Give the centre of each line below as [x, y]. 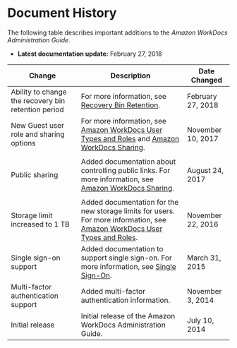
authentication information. [126, 300]
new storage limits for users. [128, 211]
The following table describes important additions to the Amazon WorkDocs [117, 32]
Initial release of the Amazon [128, 316]
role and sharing [38, 134]
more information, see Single [128, 266]
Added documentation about [128, 162]
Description [130, 76]
